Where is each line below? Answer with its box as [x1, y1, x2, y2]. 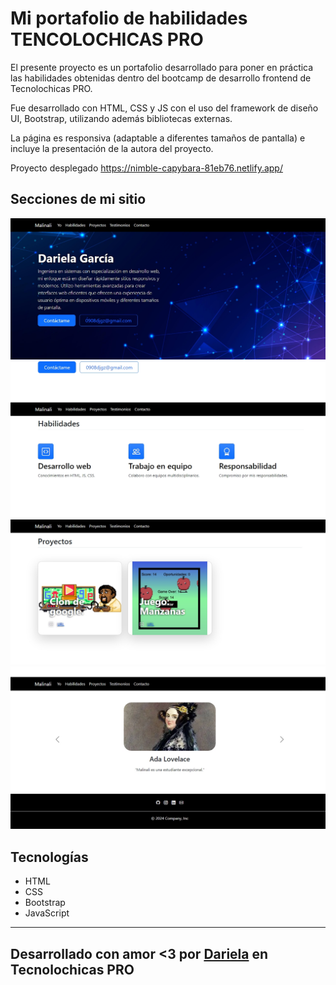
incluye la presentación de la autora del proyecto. [10, 142, 214, 154]
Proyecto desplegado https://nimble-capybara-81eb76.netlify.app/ [10, 162, 283, 174]
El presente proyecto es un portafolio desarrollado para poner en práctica [10, 61, 314, 73]
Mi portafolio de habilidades [10, 7, 248, 30]
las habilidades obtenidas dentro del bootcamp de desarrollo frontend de [10, 72, 312, 84]
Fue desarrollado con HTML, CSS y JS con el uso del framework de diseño [10, 102, 319, 114]
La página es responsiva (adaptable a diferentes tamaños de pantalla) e [10, 132, 306, 144]
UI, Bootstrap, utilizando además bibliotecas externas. [10, 112, 233, 124]
